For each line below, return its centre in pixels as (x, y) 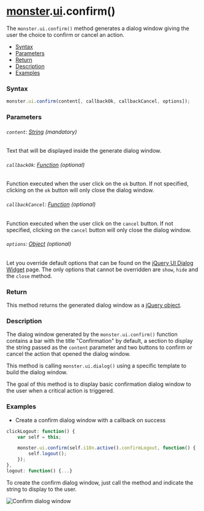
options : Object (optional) (39, 244)
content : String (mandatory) (42, 132)
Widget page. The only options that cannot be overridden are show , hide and (102, 269)
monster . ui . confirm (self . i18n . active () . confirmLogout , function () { (107, 448)
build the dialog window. (37, 372)
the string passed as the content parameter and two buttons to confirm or (99, 347)
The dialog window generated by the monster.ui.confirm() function (92, 334)
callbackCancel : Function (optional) (51, 204)
